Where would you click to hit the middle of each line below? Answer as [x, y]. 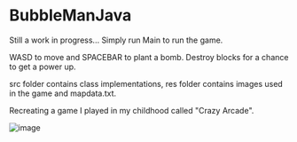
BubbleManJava [70, 16]
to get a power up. [43, 67]
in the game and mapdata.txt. [63, 93]
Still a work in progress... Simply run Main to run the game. [116, 40]
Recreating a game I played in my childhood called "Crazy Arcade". [132, 110]
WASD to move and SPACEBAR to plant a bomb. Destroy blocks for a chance [149, 57]
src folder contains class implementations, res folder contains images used [146, 83]
